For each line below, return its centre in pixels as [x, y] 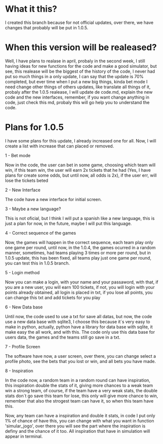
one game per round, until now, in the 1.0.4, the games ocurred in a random [80, 247]
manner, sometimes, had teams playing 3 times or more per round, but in [78, 253]
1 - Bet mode [18, 155]
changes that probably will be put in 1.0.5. [47, 27]
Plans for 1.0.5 [35, 127]
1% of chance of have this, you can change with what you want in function [80, 421]
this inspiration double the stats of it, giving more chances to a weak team [79, 385]
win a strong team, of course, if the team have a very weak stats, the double [81, 390]
